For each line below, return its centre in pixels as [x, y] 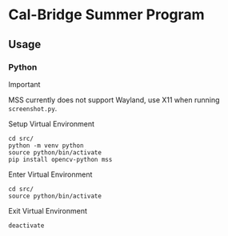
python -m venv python [46, 146]
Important [24, 84]
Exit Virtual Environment [48, 210]
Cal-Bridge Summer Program [107, 15]
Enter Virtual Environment [50, 174]
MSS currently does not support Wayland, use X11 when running [114, 100]
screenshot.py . [33, 108]
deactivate [26, 226]
